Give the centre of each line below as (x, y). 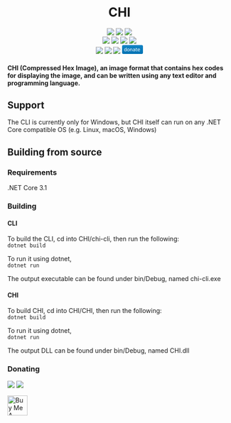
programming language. (44, 83)
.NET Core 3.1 (27, 188)
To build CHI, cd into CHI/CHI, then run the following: (85, 311)
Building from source (55, 152)
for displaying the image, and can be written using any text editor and (112, 75)
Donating (24, 369)
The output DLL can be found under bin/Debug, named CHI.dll (98, 351)
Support (26, 105)
